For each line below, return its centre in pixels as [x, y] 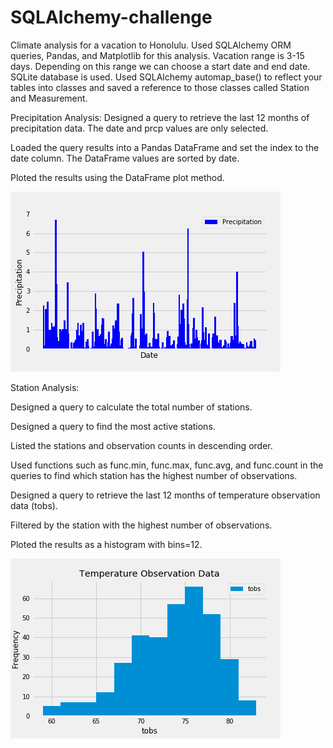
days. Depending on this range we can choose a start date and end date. [160, 66]
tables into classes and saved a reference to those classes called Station [160, 87]
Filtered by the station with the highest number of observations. [141, 525]
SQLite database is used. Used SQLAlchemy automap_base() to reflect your [166, 77]
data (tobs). [34, 505]
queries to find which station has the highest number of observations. [154, 475]
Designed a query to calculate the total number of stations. [131, 407]
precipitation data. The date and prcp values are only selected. [139, 128]
